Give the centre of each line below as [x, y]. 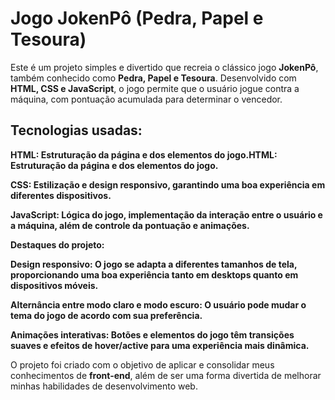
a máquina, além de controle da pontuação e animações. [130, 225]
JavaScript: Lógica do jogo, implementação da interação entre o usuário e [166, 214]
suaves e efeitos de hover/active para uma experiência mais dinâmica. [160, 345]
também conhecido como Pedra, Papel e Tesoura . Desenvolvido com [153, 78]
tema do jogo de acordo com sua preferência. [106, 315]
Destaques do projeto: [57, 244]
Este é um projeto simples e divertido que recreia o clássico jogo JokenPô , [164, 67]
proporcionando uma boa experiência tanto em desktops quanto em [154, 274]
